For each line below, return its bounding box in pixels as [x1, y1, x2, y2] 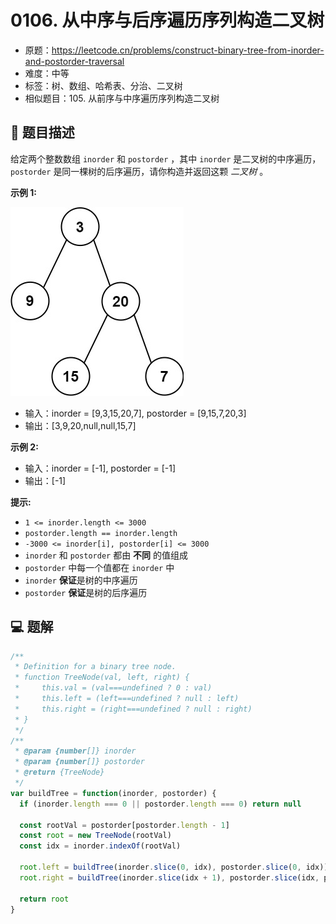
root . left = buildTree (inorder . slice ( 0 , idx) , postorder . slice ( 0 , [19, 862, 302, 873]
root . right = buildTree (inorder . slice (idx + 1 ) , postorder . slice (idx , [19, 872, 320, 883]
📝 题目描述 [10, 124, 75, 141]
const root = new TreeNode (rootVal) [19, 831, 172, 841]
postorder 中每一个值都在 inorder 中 [24, 561, 175, 573]
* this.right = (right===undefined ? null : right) [14, 704, 253, 714]
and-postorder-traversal [24, 55, 125, 67]
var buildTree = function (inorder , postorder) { [10, 788, 217, 798]
